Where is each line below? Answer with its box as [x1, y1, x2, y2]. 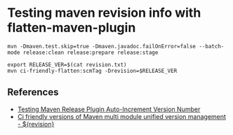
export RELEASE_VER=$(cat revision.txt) [7, 61, 128, 68]
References [7, 86, 59, 99]
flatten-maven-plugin [7, 20, 136, 36]
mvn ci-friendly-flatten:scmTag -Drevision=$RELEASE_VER [7, 67, 178, 74]
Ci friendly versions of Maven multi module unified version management [17, 112, 227, 120]
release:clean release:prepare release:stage [22, 49, 159, 56]
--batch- [199, 43, 225, 50]
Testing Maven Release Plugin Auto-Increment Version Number [17, 105, 201, 113]
